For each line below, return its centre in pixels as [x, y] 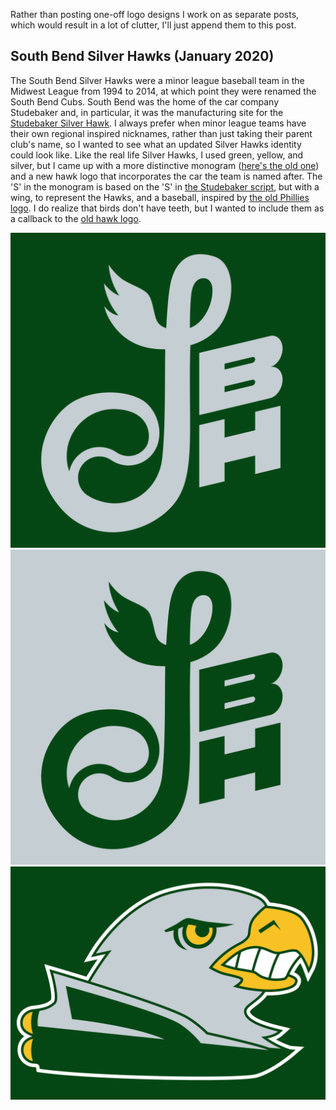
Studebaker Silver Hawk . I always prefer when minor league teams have [158, 123]
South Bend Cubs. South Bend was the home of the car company [145, 101]
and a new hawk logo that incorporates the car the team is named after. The [166, 176]
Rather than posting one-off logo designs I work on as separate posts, [155, 14]
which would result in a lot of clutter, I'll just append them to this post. [153, 25]
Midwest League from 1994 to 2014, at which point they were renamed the [163, 91]
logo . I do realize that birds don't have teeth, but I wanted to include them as [167, 208]
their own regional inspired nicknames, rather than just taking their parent [161, 133]
